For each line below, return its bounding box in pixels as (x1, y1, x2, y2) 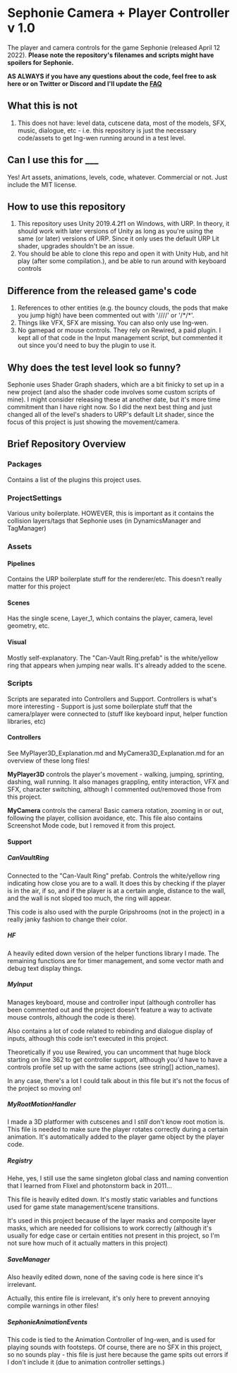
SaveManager (7, 1255, 51, 1264)
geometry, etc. (7, 622, 50, 630)
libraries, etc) (7, 717, 46, 725)
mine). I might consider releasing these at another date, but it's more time (7, 395, 221, 404)
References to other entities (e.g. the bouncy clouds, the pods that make (17, 303, 229, 312)
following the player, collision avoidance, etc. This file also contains (7, 813, 203, 823)
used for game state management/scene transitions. (7, 1203, 160, 1211)
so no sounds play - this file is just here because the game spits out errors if (7, 1350, 229, 1359)
